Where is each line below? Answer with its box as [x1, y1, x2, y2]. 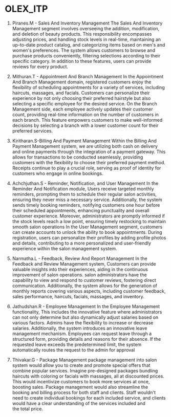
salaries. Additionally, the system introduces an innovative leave [12, 325, 147, 331]
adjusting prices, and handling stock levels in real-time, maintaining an [12, 36, 161, 42]
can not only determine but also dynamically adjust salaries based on [12, 314, 159, 320]
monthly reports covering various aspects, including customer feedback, [12, 288, 166, 294]
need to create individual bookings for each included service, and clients [12, 394, 166, 401]
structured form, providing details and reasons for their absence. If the [12, 336, 161, 342]
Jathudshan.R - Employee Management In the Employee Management [12, 303, 160, 310]
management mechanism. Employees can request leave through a [12, 331, 152, 337]
